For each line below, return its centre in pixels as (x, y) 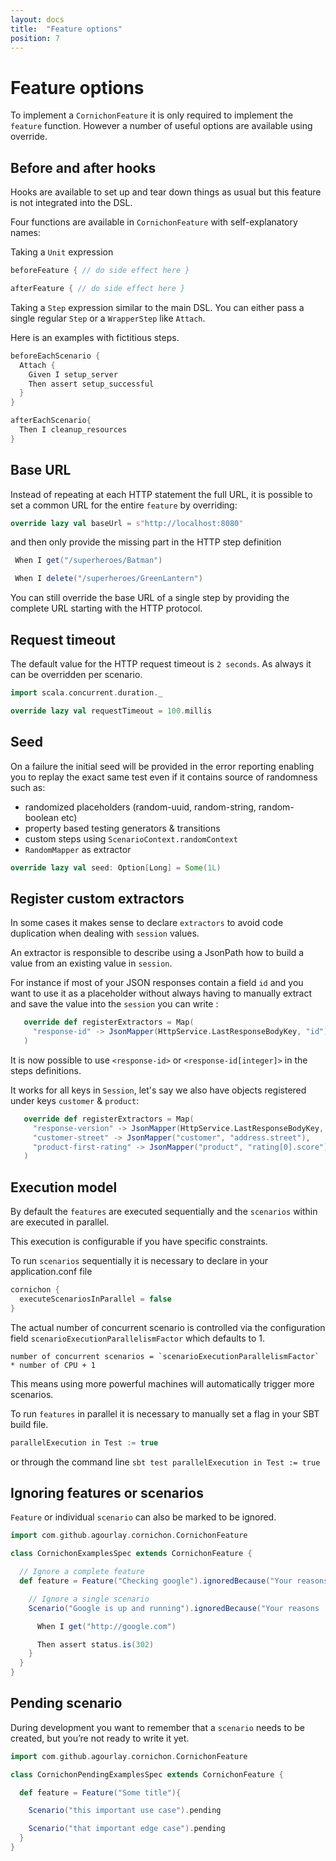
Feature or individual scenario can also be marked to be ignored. (143, 1517)
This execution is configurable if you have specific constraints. (139, 1242)
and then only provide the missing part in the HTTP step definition (146, 542)
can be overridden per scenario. (76, 674)
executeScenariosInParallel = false (95, 1299)
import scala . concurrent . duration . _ (86, 693)
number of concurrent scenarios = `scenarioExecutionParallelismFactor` (165, 1356)
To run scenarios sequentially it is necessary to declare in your (139, 1261)
